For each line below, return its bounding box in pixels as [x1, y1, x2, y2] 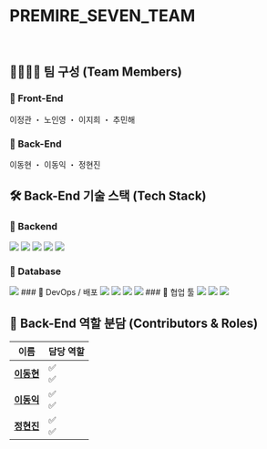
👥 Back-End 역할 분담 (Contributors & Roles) [9, 316, 259, 332]
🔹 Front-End [9, 92, 64, 105]
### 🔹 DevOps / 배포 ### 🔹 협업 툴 [20, 286, 195, 297]
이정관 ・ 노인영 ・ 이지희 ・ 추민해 [9, 114, 136, 125]
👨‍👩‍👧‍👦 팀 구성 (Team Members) [9, 65, 182, 80]
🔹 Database [9, 265, 62, 278]
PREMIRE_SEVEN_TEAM [9, 5, 196, 26]
